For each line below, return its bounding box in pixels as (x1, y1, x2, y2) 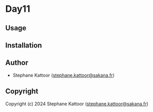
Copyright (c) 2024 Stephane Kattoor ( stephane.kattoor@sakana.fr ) (5, 101, 149, 107)
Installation (5, 41, 42, 49)
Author (5, 59, 28, 67)
